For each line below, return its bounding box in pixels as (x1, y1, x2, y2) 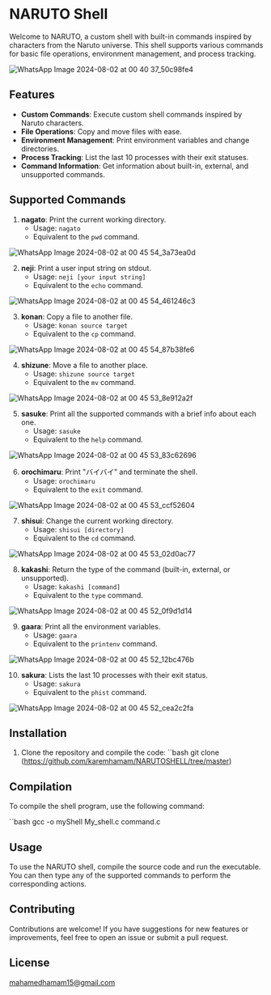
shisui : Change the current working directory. (20, 515, 174, 526)
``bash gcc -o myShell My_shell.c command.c (9, 817, 161, 827)
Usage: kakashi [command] (32, 582, 121, 591)
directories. (20, 143, 60, 154)
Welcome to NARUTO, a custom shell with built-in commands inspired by (9, 32, 252, 41)
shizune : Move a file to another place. (20, 360, 148, 370)
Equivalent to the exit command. (32, 485, 144, 494)
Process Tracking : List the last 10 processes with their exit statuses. (20, 152, 249, 162)
